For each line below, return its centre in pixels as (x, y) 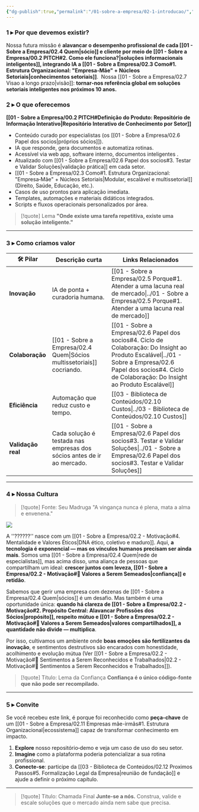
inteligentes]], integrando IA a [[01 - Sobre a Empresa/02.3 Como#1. (91, 64)
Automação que (74, 397)
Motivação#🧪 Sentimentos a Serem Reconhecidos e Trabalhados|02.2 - (94, 659)
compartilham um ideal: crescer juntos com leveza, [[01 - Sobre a (87, 567)
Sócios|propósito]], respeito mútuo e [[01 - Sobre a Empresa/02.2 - (90, 617)
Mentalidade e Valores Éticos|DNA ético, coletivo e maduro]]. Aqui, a (90, 542)
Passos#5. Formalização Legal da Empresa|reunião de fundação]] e (97, 773)
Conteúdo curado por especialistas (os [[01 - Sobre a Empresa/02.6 (97, 135)
